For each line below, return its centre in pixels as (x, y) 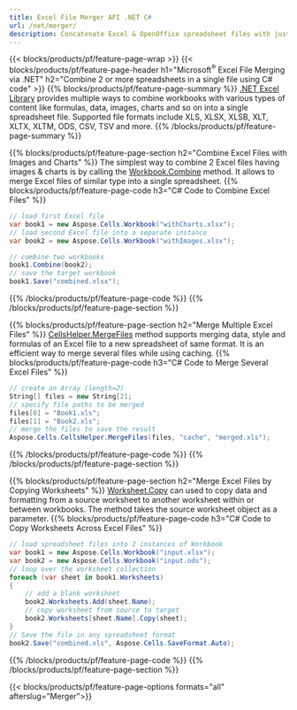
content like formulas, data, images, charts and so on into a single (129, 108)
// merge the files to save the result (83, 429)
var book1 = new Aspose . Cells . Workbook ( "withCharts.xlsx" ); (122, 224)
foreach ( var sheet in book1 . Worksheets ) (87, 577)
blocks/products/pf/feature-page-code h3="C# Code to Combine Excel (140, 190)
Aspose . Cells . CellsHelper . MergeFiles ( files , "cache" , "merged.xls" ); (140, 438)
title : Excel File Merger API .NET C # (80, 17)
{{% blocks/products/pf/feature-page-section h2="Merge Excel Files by (141, 481)
